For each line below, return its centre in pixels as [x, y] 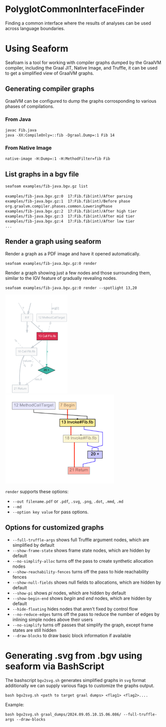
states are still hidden [34, 630]
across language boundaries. [35, 28]
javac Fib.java [21, 130]
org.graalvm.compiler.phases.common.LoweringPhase [59, 206]
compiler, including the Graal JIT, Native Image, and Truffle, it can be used [82, 68]
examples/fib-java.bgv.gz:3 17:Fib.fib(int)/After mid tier [70, 216]
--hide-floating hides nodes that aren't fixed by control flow [75, 609]
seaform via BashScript [55, 666]
